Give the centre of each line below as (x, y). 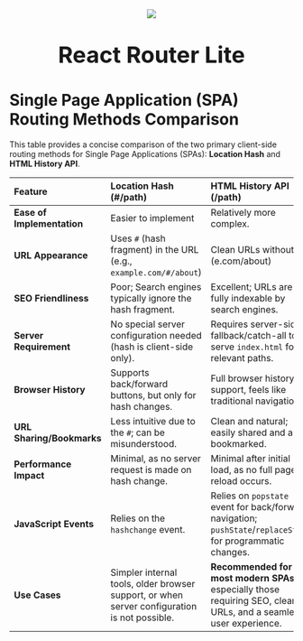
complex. (230, 223)
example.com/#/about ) (156, 272)
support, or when (147, 595)
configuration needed (156, 335)
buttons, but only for (153, 395)
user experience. (246, 623)
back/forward (139, 384)
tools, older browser (153, 583)
